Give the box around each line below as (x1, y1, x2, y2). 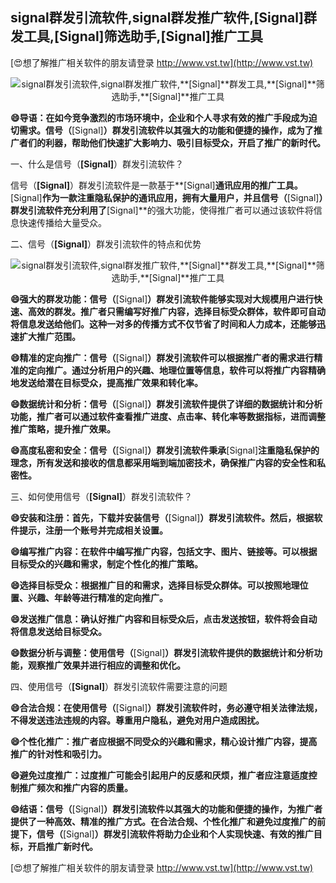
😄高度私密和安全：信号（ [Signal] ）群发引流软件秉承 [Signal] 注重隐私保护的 (10, 444, 320, 456)
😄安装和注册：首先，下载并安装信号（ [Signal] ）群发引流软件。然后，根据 (10, 511, 315, 523)
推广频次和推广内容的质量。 (18, 781, 133, 793)
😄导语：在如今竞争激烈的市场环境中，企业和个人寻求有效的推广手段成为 (10, 111, 309, 123)
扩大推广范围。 (18, 330, 81, 342)
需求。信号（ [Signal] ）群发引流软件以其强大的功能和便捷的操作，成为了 (18, 124, 314, 136)
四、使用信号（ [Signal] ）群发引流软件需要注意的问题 (10, 680, 228, 692)
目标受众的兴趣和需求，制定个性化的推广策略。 (10, 558, 203, 570)
